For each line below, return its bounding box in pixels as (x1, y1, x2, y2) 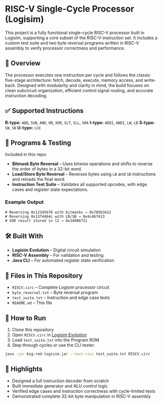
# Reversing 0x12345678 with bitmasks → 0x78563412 (5, 210, 111, 215)
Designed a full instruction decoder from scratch (12, 378, 109, 384)
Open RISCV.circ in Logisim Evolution (12, 332, 87, 338)
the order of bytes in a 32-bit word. (12, 166, 82, 172)
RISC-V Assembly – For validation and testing (12, 252, 104, 258)
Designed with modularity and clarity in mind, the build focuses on (17, 82, 149, 88)
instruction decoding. (5, 93, 47, 98)
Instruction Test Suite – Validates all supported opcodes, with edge (12, 182, 147, 187)
